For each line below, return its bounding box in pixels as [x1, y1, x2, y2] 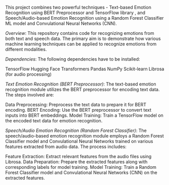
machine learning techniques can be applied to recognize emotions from [5, 41, 157, 47]
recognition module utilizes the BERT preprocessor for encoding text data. [5, 86, 160, 92]
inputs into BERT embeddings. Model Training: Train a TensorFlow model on [5, 112, 163, 118]
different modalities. [5, 47, 47, 52]
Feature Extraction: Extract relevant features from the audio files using [5, 154, 152, 159]
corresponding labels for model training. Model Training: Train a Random [5, 164, 157, 170]
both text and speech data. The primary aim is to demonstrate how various [5, 35, 161, 41]
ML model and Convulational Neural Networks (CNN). [5, 20, 117, 26]
